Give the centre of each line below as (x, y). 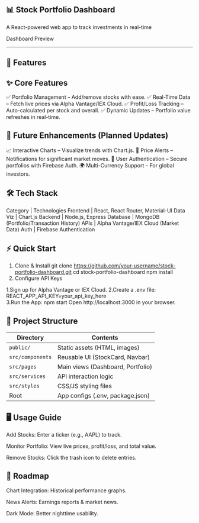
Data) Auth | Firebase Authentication (51, 229)
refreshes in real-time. (33, 117)
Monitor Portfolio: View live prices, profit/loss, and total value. (81, 446)
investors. (18, 174)
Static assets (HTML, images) (98, 348)
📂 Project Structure (42, 321)
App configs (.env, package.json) (103, 396)
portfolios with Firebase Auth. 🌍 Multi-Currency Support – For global (90, 165)
